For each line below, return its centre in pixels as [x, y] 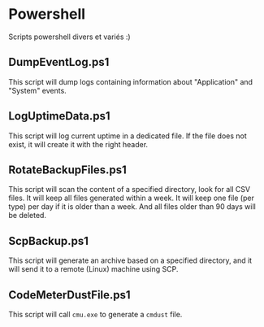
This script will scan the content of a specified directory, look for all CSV [129, 190]
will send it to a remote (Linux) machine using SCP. [93, 269]
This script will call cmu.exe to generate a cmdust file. [95, 314]
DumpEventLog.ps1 [59, 62]
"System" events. [37, 90]
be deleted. [28, 216]
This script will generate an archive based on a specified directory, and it [130, 260]
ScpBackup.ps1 [49, 241]
